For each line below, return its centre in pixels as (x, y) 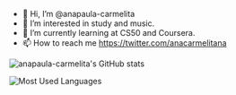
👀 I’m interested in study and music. (88, 23)
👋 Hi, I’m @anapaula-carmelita (79, 14)
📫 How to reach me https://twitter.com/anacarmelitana (124, 43)
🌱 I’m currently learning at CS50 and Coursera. (109, 33)
